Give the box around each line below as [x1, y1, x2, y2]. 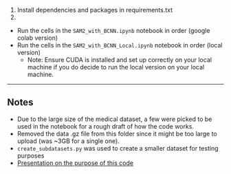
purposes [16, 151, 45, 160]
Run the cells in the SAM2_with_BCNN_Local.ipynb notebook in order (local [16, 41, 223, 49]
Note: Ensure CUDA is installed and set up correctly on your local [27, 56, 212, 64]
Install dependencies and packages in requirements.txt [16, 6, 173, 14]
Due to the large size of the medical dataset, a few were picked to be [16, 115, 212, 123]
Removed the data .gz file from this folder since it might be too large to [16, 129, 218, 138]
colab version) [16, 34, 58, 42]
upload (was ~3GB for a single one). [16, 137, 120, 145]
